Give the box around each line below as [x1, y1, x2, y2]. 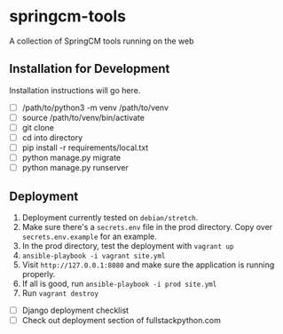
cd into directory [21, 131, 83, 143]
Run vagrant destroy [21, 288, 99, 298]
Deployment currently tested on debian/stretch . [21, 212, 199, 223]
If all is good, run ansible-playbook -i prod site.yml [21, 278, 217, 289]
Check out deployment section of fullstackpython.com [21, 315, 222, 326]
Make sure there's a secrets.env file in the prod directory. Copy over [21, 222, 273, 232]
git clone [21, 122, 55, 132]
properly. [21, 269, 56, 279]
